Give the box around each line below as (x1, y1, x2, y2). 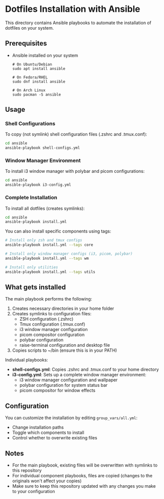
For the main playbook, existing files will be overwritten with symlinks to (12, 462, 158, 468)
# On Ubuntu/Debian (12, 62, 53, 67)
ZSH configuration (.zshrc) (19, 316, 74, 322)
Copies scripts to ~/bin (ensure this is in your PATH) (12, 347, 117, 353)
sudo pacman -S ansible (12, 92, 61, 97)
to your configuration (12, 488, 55, 494)
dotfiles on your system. (5, 25, 54, 31)
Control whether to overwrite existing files (12, 435, 97, 441)
